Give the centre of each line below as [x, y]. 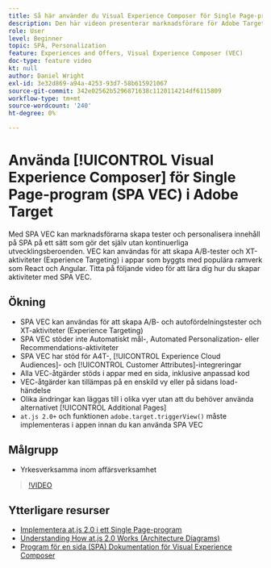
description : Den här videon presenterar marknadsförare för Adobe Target [137, 23]
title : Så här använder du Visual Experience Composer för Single [122, 16]
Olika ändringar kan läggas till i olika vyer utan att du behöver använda [137, 399]
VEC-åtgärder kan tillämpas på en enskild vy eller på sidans [119, 382]
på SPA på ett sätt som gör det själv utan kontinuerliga [98, 242]
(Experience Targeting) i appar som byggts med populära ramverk [153, 260]
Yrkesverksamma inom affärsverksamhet [88, 470]
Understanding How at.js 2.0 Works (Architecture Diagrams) [120, 538]
